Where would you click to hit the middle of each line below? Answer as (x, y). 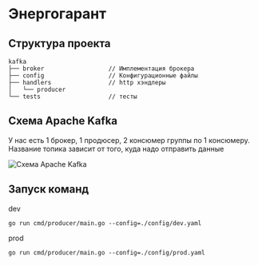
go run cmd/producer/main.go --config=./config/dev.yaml (105, 223)
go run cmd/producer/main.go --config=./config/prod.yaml (107, 252)
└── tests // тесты (73, 97)
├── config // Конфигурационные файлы (103, 76)
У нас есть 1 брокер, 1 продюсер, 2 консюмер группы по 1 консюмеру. (129, 140)
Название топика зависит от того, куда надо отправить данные (116, 148)
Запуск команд (49, 190)
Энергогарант (57, 14)
